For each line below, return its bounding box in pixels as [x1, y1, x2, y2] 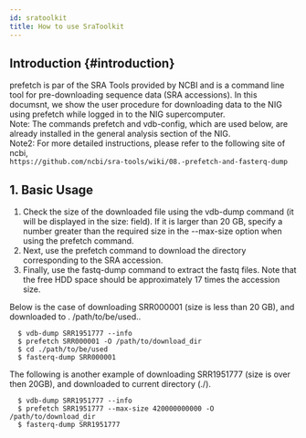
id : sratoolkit [9, 13, 68, 23]
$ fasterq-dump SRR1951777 [17, 421, 121, 430]
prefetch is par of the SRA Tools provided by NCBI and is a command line [9, 79, 285, 91]
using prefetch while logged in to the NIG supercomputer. [9, 109, 226, 120]
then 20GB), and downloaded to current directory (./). [9, 379, 212, 390]
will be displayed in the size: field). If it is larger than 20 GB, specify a [22, 216, 283, 227]
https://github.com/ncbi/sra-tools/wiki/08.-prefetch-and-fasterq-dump [9, 157, 288, 167]
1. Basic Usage [9, 182, 94, 197]
